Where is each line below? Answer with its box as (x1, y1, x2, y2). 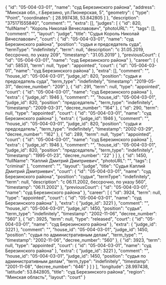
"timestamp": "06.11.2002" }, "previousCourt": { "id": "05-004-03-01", (5, 184, 149, 190)
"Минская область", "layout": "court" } (5, 274, 86, 280)
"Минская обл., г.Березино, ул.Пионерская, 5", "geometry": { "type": (5, 9, 150, 15)
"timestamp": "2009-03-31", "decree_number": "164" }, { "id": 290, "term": (5, 105, 159, 111)
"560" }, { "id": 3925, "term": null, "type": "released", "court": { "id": (5, 216, 145, 222)
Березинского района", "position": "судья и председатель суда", (5, 41, 142, 47)
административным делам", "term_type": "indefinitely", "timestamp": (5, 259, 150, 264)
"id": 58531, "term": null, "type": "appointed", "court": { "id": (5, 62, 129, 68)
